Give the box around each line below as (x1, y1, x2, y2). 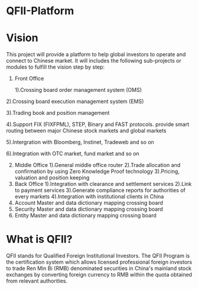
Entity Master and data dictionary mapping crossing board (14, 212, 157, 219)
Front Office (14, 75, 44, 82)
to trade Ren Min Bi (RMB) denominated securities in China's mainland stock (6, 265, 192, 272)
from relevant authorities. (6, 277, 68, 285)
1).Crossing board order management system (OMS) (14, 86, 142, 94)
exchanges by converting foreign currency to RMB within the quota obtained (6, 271, 192, 278)
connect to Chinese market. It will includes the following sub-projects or (6, 57, 181, 65)
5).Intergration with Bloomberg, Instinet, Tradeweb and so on (6, 139, 155, 146)
